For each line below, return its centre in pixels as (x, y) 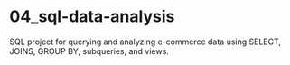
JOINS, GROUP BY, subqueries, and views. (89, 51)
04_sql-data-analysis (92, 17)
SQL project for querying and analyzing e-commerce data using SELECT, (145, 42)
